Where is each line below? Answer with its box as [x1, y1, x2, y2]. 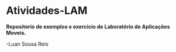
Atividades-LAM [6, 4, 88, 17]
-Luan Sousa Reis [6, 40, 49, 47]
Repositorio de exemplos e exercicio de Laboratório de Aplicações [6, 23, 170, 30]
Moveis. [6, 29, 26, 36]
